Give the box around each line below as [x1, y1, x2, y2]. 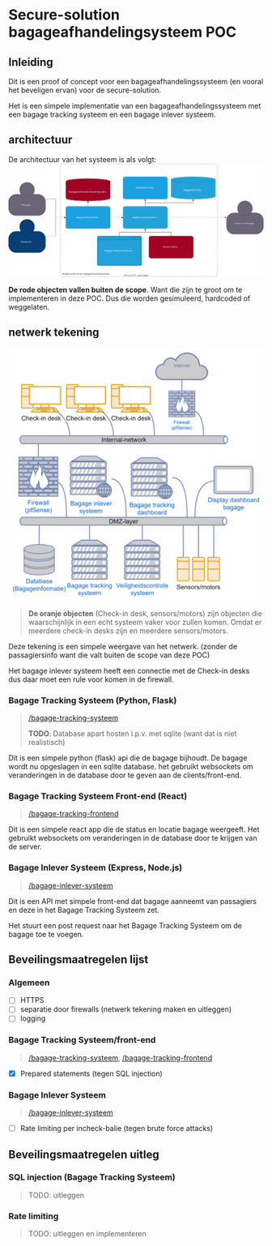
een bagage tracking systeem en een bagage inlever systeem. [8, 109, 216, 119]
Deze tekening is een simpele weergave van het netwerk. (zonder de [8, 641, 237, 651]
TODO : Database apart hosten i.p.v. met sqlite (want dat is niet [28, 728, 237, 739]
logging [19, 1013, 46, 1023]
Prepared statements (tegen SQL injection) [19, 1068, 164, 1078]
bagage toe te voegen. [8, 929, 84, 939]
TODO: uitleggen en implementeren [28, 1229, 147, 1239]
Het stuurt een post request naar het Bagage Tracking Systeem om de [8, 920, 243, 930]
